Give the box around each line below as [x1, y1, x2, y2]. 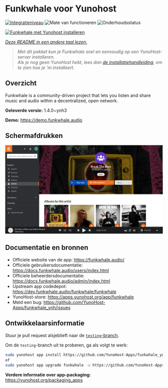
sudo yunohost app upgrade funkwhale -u [5, 363, 91, 368]
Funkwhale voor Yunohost [5, 3, 116, 14]
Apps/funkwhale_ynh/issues [12, 304, 71, 310]
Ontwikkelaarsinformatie [5, 319, 85, 327]
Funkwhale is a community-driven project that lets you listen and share [5, 92, 151, 98]
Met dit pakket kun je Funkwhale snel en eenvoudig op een [17, 48, 139, 54]
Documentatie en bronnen [5, 243, 88, 252]
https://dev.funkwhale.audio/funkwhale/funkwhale [12, 288, 116, 294]
